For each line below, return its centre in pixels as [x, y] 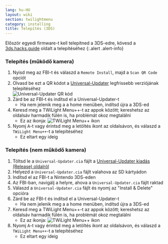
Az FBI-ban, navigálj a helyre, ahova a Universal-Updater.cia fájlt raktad [88, 182]
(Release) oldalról [31, 166]
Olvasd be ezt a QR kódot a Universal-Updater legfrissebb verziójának [86, 83]
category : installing [28, 24]
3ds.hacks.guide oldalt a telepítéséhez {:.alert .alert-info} [64, 48]
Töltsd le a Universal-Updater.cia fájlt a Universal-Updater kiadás [81, 161]
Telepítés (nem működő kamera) [46, 150]
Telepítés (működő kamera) [40, 62]
